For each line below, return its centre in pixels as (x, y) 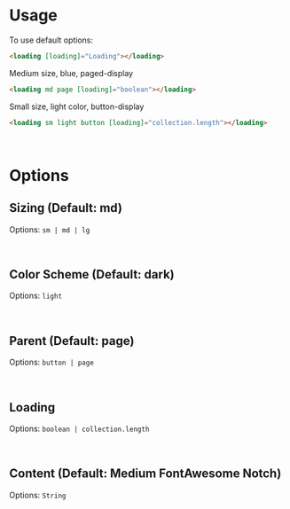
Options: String (38, 495)
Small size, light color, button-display (77, 106)
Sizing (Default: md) (66, 208)
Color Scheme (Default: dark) (92, 274)
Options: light (36, 296)
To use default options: (51, 40)
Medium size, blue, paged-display (71, 73)
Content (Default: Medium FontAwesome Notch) (145, 474)
